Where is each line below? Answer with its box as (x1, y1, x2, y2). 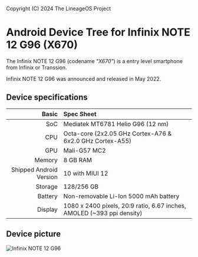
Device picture (6, 229, 61, 239)
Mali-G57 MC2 (63, 146, 106, 154)
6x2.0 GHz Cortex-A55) (63, 137, 131, 145)
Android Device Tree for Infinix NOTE (6, 26, 190, 39)
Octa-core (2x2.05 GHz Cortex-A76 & (63, 129, 172, 137)
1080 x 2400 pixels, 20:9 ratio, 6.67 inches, (63, 202, 187, 210)
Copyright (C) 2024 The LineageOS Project (6, 5, 111, 12)
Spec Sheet (63, 110, 97, 118)
